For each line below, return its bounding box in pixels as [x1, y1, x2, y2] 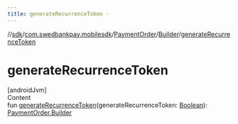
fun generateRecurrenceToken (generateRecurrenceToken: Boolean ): [7, 101, 208, 109]
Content [7, 93, 31, 101]
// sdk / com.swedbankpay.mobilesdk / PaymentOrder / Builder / [7, 30, 181, 38]
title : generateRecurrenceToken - [7, 10, 110, 18]
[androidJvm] [7, 86, 48, 94]
